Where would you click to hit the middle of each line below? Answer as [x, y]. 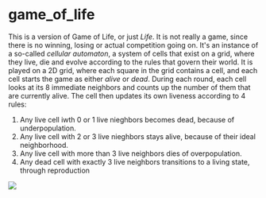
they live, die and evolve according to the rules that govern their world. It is [131, 62]
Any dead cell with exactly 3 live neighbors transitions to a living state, [135, 161]
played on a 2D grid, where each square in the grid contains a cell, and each [133, 70]
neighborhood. [44, 145]
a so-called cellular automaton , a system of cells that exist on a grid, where [132, 53]
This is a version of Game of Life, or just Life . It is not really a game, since [128, 37]
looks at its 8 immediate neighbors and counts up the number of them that [129, 87]
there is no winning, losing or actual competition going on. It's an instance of [133, 45]
